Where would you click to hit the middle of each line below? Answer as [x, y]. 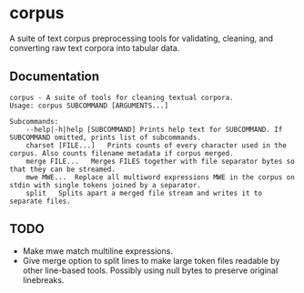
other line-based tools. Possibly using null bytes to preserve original [150, 270]
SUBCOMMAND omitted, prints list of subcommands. [106, 137]
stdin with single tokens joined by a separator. [106, 185]
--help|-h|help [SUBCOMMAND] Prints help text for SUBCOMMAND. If [154, 129]
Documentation [55, 77]
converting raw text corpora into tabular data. [95, 47]
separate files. [40, 201]
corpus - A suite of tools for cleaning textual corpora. [122, 97]
